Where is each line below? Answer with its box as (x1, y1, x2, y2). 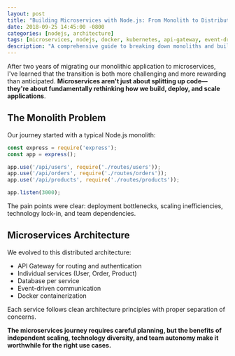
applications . (7, 92, 46, 100)
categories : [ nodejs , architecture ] (7, 29, 114, 37)
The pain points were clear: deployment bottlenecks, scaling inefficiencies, (7, 202, 224, 210)
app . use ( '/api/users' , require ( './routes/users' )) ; (7, 163, 161, 170)
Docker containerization (17, 292, 87, 300)
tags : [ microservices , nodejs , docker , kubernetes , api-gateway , (7, 36, 201, 43)
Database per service (17, 276, 80, 285)
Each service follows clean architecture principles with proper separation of (7, 305, 226, 313)
